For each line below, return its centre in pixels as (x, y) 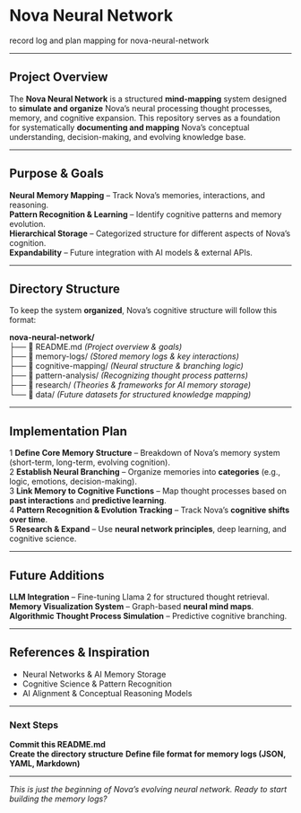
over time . (28, 520)
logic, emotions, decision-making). (73, 482)
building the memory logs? (58, 799)
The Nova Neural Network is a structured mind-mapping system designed (148, 99)
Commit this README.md (57, 745)
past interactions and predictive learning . (88, 501)
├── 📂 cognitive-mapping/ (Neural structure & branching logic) (126, 366)
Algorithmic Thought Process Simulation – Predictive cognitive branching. (148, 616)
